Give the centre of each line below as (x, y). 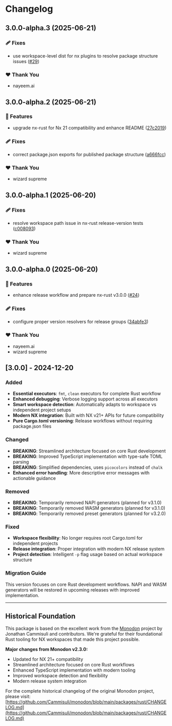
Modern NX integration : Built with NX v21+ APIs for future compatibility (88, 415)
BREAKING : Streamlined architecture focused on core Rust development (89, 451)
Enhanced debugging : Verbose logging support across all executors (85, 399)
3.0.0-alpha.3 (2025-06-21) (51, 28)
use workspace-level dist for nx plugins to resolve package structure (85, 56)
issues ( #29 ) (26, 61)
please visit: (18, 697)
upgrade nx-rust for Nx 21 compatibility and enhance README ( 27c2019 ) (90, 128)
